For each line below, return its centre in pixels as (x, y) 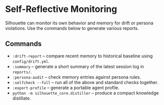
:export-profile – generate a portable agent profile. (66, 88)
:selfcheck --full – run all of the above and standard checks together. (85, 82)
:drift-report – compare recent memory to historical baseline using (82, 56)
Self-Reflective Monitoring (61, 9)
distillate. (22, 98)
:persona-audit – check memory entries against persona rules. (77, 77)
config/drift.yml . (31, 61)
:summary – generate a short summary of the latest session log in (78, 66)
